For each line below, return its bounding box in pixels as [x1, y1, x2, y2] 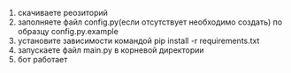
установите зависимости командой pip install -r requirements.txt [17, 35, 260, 46]
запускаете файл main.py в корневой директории [17, 45, 205, 55]
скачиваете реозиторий [17, 8, 109, 18]
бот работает [17, 55, 68, 64]
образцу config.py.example [17, 26, 119, 36]
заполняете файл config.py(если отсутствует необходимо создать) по [17, 17, 283, 27]
